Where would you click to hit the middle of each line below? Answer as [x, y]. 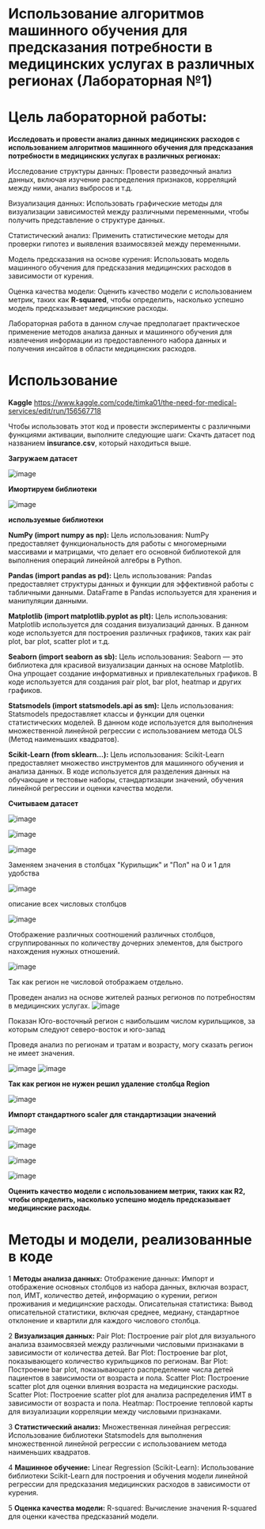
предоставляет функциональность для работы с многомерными [117, 543]
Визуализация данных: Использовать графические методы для [115, 203]
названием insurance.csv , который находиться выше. [100, 443]
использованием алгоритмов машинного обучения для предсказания [131, 148]
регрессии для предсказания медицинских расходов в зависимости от [129, 1484]
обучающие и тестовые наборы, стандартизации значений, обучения [126, 780]
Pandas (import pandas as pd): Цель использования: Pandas [110, 576]
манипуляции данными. [48, 601]
